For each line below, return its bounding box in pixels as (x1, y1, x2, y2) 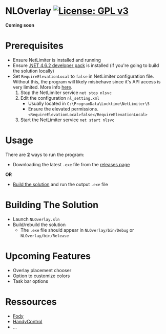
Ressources (5, 296, 57, 307)
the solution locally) (12, 68, 55, 74)
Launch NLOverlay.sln (12, 216, 60, 222)
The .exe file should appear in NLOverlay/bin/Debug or (20, 227, 134, 233)
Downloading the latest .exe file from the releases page (12, 161, 130, 167)
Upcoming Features (5, 250, 91, 262)
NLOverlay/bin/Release (20, 233, 69, 238)
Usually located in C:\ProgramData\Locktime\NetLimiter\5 (28, 100, 150, 106)
